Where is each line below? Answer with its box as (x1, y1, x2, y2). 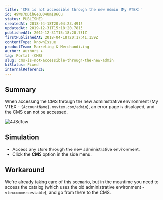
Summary (5, 85, 36, 94)
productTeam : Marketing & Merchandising (5, 44, 90, 49)
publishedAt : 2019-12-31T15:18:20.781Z (5, 30, 87, 35)
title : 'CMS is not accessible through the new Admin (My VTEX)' (5, 7, 142, 12)
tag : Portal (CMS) (5, 53, 43, 58)
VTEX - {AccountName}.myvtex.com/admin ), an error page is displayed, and (5, 103, 155, 109)
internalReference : (5, 67, 45, 72)
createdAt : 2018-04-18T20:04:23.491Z (5, 21, 83, 26)
